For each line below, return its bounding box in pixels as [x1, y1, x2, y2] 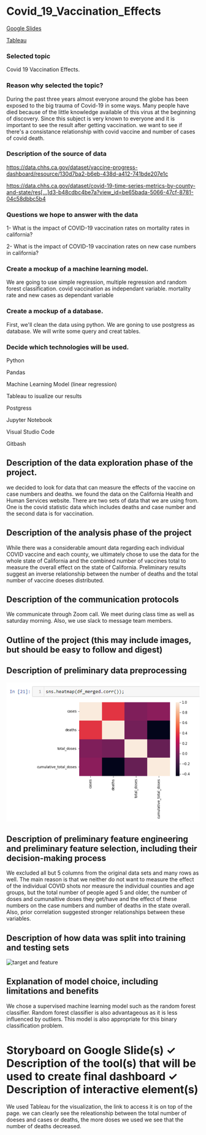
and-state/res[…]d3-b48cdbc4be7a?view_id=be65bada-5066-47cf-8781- [6, 189, 194, 196]
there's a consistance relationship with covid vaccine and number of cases [6, 128, 196, 135]
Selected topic [6, 52, 51, 60]
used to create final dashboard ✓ [6, 1070, 178, 1083]
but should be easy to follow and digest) [6, 644, 163, 655]
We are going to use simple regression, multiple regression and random [6, 278, 187, 286]
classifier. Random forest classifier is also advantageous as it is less [6, 1008, 178, 1016]
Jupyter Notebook [6, 416, 53, 424]
